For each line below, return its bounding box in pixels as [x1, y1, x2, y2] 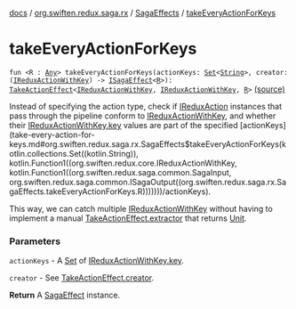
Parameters [9, 235, 60, 248]
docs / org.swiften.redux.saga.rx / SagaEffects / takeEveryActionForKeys [9, 8, 276, 18]
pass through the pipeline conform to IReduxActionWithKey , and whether [9, 110, 276, 121]
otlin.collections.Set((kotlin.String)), [9, 148, 140, 159]
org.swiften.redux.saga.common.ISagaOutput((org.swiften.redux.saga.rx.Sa [9, 176, 287, 187]
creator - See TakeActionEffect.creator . [9, 272, 154, 283]
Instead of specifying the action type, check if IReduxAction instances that [9, 101, 283, 111]
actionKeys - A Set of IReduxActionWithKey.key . [9, 256, 185, 266]
